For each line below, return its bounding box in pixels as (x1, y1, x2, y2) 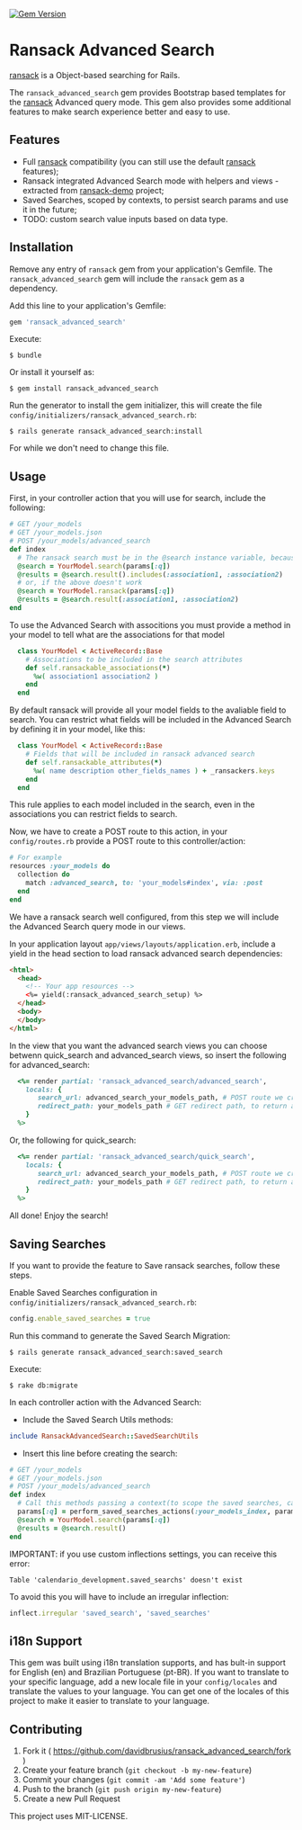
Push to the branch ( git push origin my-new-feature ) (22, 1784, 222, 1795)
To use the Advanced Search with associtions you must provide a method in (9, 619, 291, 630)
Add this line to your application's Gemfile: (9, 300, 166, 310)
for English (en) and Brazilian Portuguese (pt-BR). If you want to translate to (9, 1667, 289, 1678)
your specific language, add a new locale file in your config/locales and (9, 1676, 278, 1687)
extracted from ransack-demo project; (22, 184, 164, 195)
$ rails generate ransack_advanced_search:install (9, 427, 203, 436)
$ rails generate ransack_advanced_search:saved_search (9, 1348, 223, 1357)
